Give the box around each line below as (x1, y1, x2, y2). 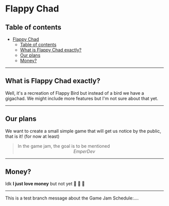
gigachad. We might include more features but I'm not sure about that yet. (5, 95, 158, 101)
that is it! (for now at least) (5, 133, 60, 139)
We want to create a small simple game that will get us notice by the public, (5, 128, 161, 134)
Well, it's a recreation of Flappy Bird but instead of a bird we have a (5, 90, 144, 96)
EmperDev (73, 148, 96, 154)
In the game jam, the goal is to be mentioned (17, 143, 110, 149)
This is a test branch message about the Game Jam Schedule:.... (5, 195, 139, 201)
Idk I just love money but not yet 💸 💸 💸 (5, 181, 85, 187)
